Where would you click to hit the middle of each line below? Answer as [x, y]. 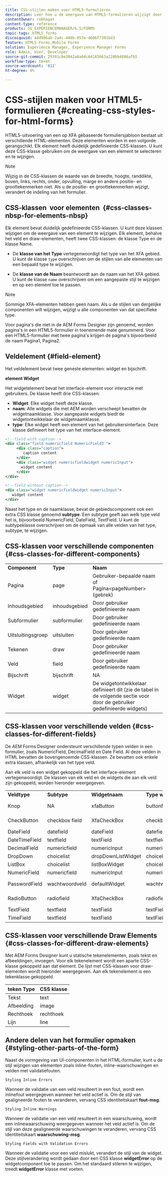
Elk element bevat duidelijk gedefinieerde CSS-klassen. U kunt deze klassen [84, 228]
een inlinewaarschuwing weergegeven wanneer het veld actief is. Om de [80, 1124]
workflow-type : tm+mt [28, 61]
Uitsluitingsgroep [28, 635]
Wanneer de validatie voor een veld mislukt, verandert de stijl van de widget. [84, 1153]
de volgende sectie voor [121, 696]
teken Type [21, 989]
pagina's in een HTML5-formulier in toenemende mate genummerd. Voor [80, 330]
